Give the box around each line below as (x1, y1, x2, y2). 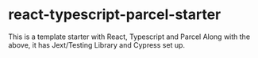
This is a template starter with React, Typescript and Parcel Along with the (8, 32, 251, 41)
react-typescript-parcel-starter (8, 6, 221, 24)
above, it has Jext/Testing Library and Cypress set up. (8, 40, 185, 49)
